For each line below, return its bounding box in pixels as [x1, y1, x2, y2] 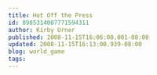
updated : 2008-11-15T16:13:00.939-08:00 [8, 41, 143, 48]
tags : [8, 55, 26, 63]
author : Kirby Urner [8, 26, 76, 34]
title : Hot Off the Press [8, 11, 93, 20]
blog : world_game [8, 48, 65, 55]
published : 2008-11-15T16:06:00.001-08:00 [8, 33, 149, 41]
